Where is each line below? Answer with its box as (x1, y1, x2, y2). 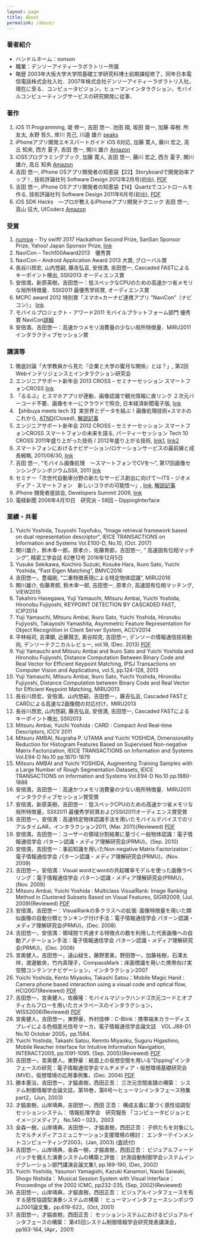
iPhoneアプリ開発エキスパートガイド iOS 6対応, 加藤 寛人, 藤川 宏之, (15, 138, 183, 145)
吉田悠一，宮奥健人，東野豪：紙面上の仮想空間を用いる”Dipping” (15, 1057, 175, 1064)
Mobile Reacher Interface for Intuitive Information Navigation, (15, 1043, 166, 1050)
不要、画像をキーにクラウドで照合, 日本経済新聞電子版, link (36, 399, 182, 407)
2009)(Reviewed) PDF (15, 900, 70, 907)
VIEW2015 (15, 588, 41, 595)
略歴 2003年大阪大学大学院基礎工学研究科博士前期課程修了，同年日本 (15, 70, 187, 78)
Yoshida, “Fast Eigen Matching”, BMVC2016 (15, 567, 123, 574)
